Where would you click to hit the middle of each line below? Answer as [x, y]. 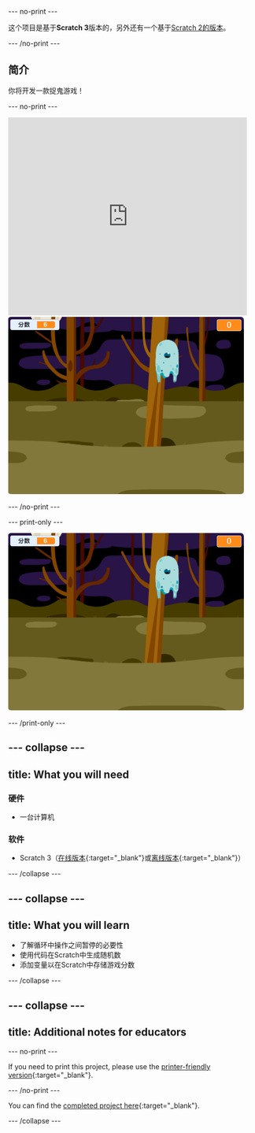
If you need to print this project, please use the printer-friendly [109, 1066]
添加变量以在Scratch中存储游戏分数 [77, 965]
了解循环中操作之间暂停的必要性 [71, 945]
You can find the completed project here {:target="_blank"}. [104, 1105]
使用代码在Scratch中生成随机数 [70, 955]
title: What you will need [69, 774]
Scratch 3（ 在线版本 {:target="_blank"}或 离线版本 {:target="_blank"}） [132, 858]
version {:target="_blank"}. [51, 1075]
